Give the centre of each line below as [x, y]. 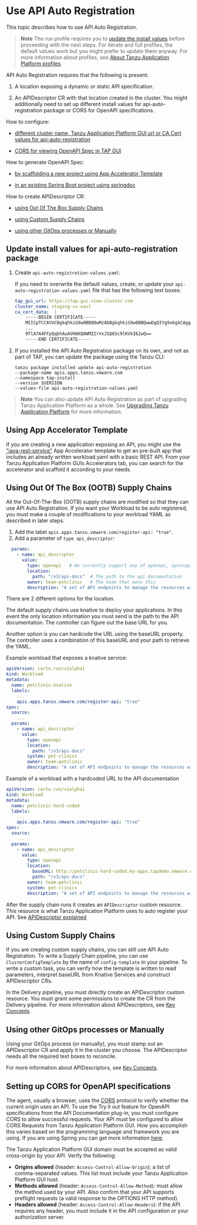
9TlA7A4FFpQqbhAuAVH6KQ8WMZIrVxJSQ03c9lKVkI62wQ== [89, 334]
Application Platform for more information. [71, 411]
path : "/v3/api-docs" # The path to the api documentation [107, 576]
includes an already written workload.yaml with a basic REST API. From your [98, 457]
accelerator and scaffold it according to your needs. [69, 469]
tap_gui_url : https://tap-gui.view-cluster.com [74, 301]
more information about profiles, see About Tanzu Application [95, 57]
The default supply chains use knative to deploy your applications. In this [94, 610]
